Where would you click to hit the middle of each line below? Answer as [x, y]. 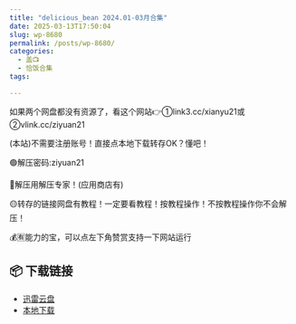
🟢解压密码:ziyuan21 [47, 162]
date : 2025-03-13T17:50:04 [60, 26]
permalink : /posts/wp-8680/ [62, 43]
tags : [19, 77]
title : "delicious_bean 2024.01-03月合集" [89, 18]
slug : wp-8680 [36, 34]
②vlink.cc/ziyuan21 [47, 124]
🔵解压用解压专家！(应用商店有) [67, 184]
